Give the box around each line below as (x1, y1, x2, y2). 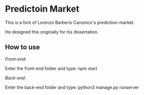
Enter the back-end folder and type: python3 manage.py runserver (5, 84, 139, 90)
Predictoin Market (5, 3, 80, 15)
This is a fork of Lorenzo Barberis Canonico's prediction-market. (5, 19, 135, 25)
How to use (5, 43, 40, 52)
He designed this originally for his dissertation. (5, 29, 99, 35)
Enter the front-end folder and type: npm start (5, 65, 98, 71)
